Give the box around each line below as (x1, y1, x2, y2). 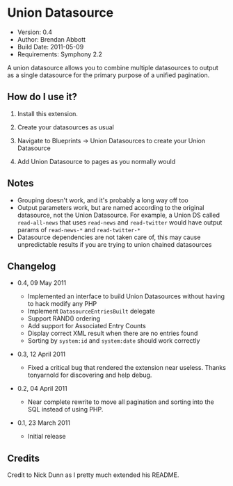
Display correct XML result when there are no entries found (27, 329, 198, 338)
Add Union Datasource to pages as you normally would (17, 157, 176, 165)
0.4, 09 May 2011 (17, 279, 67, 287)
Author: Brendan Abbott (17, 35, 86, 43)
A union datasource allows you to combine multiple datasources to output (7, 63, 218, 72)
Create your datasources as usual (17, 123, 115, 131)
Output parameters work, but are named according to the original (17, 203, 204, 211)
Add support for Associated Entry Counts (27, 322, 146, 330)
